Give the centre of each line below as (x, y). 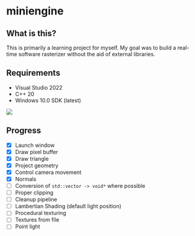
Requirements (33, 73)
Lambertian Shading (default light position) (68, 206)
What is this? (31, 33)
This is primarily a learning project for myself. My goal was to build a (91, 48)
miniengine (35, 11)
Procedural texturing (40, 213)
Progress (24, 131)
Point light (27, 226)
